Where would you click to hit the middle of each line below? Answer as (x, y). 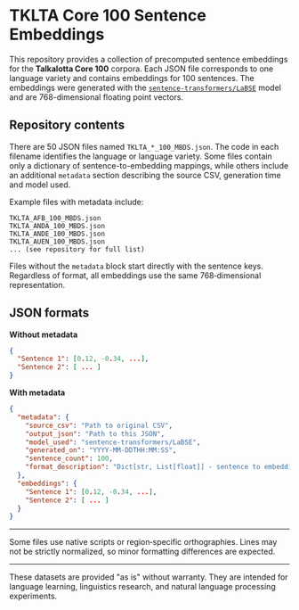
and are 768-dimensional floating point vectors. (97, 97)
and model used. (40, 185)
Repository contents (67, 125)
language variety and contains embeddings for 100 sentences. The (132, 78)
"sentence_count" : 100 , (69, 459)
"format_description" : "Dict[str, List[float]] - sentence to (143, 467)
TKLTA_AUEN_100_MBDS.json (57, 242)
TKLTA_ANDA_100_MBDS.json (57, 226)
